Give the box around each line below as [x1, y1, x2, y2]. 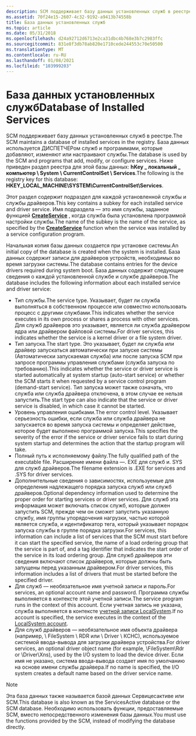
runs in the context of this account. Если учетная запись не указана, [14, 601, 183, 608]
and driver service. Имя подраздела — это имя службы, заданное [6, 206, 169, 213]
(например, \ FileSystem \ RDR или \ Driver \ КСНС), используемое [14, 632, 179, 639]
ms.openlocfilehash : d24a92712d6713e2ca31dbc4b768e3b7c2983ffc [6, 36, 163, 42]
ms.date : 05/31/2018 [6, 30, 57, 36]
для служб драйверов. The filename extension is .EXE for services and [14, 465, 185, 472]
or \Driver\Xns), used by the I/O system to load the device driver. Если [14, 651, 184, 658]
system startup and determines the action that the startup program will [14, 440, 185, 447]
